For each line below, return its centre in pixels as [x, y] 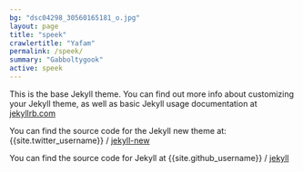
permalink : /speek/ [46, 52]
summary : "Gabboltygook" [56, 60]
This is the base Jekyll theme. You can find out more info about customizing [151, 94]
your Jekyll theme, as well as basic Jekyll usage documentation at [133, 103]
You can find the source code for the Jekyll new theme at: [118, 130]
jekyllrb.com [33, 113]
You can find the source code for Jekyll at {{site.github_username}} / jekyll [149, 158]
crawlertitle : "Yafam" [52, 43]
